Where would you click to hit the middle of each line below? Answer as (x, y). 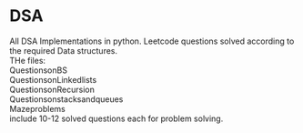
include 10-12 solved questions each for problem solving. (116, 118)
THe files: (28, 60)
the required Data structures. (64, 50)
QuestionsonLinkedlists (53, 79)
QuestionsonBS (39, 70)
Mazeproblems (37, 108)
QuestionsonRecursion (52, 89)
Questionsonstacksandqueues (66, 99)
